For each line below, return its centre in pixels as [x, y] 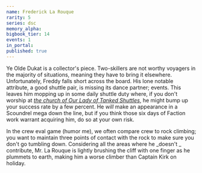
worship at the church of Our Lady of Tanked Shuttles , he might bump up [97, 100]
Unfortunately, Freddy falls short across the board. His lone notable [90, 81]
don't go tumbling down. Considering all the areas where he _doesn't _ [94, 144]
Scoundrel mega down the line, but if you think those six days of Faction [96, 113]
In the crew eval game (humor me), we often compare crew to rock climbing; [101, 131]
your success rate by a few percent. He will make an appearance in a [92, 107]
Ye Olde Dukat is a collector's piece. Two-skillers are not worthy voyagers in [101, 68]
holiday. [16, 163]
